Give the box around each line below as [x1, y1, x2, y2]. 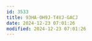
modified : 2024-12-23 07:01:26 [6, 25, 86, 32]
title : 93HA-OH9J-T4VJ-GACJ [6, 14, 79, 20]
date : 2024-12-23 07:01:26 [6, 20, 75, 26]
